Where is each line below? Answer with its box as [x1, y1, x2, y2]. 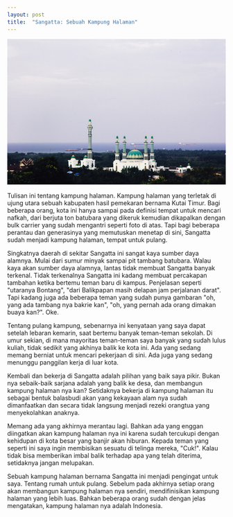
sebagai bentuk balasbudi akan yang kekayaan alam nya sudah [7, 394, 188, 402]
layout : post [7, 11, 45, 18]
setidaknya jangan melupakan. [7, 458, 94, 467]
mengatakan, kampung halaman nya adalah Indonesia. [7, 501, 163, 509]
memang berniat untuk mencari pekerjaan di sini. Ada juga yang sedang [7, 351, 213, 359]
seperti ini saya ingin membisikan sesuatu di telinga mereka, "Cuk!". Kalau [7, 444, 218, 452]
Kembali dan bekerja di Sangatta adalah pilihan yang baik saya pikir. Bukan [7, 371, 221, 380]
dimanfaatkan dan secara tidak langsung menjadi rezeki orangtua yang [7, 401, 210, 409]
